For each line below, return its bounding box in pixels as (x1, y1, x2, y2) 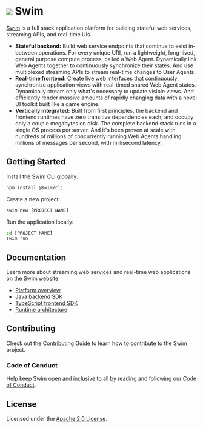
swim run (6, 235, 28, 242)
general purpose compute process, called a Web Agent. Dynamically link (15, 55, 197, 62)
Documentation (6, 252, 67, 262)
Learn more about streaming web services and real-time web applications (6, 269, 191, 276)
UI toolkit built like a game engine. (15, 100, 100, 107)
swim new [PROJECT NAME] (6, 207, 69, 213)
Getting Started (6, 156, 66, 167)
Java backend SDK (15, 293, 63, 301)
